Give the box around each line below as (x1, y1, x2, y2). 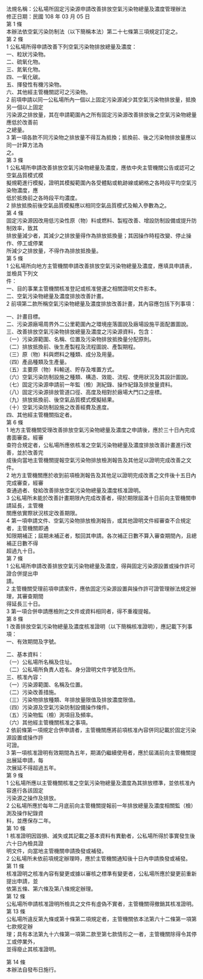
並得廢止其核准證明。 (6, 946, 59, 952)
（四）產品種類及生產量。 (6, 359, 70, 365)
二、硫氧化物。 (6, 58, 43, 65)
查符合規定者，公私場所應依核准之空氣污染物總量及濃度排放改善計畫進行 (6, 441, 186, 449)
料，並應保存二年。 (6, 817, 54, 824)
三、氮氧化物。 (6, 66, 43, 73)
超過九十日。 (6, 547, 38, 555)
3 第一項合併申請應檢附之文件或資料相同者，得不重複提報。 (6, 608, 154, 615)
